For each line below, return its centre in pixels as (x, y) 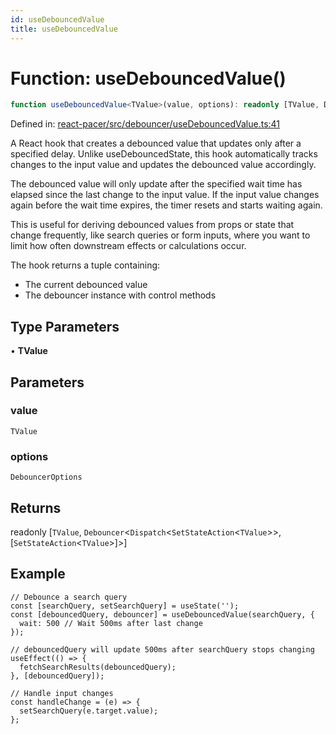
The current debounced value (86, 285)
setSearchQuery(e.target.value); (89, 711)
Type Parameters (65, 326)
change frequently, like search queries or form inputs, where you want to (160, 235)
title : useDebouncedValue (64, 29)
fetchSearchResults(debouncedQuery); (98, 667)
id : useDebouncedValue (57, 19)
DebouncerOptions (46, 477)
